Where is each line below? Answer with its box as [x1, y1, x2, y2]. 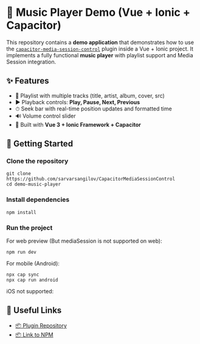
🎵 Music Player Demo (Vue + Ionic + [6, 5, 190, 20]
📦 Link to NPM [15, 331, 53, 338]
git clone [6, 171, 32, 177]
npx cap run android [6, 277, 59, 283]
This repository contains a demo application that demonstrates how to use [6, 38, 195, 46]
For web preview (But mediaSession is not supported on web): [6, 237, 162, 245]
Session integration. [6, 58, 57, 65]
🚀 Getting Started [6, 138, 74, 149]
